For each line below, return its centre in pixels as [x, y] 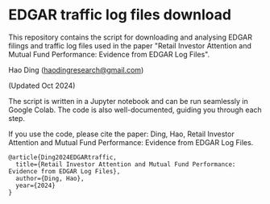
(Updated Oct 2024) [42, 85]
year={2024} [36, 185]
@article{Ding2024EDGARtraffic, [62, 157]
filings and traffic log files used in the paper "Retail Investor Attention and [130, 45]
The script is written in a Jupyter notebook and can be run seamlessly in [128, 101]
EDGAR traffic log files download [120, 15]
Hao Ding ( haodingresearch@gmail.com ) [76, 69]
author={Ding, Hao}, [50, 178]
